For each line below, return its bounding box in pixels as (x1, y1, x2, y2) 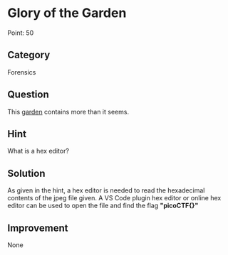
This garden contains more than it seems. (7, 107, 130, 116)
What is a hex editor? (7, 147, 70, 156)
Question (7, 89, 49, 101)
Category (7, 49, 51, 61)
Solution (7, 167, 46, 179)
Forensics (7, 67, 36, 76)
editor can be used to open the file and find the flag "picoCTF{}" (7, 201, 199, 210)
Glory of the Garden (7, 5, 127, 21)
